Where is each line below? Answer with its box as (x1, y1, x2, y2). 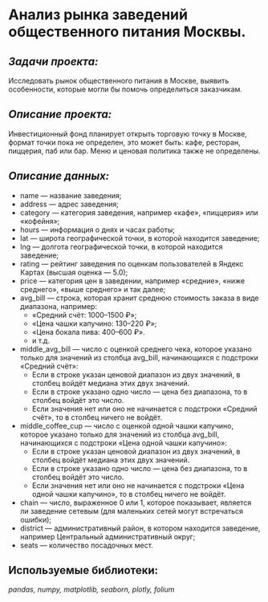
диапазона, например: (19, 301, 98, 311)
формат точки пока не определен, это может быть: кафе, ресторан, (8, 137, 241, 147)
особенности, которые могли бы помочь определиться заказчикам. (8, 84, 243, 94)
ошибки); (19, 515, 52, 524)
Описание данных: (8, 169, 110, 183)
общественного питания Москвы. (8, 22, 246, 41)
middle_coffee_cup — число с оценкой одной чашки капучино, (19, 421, 234, 430)
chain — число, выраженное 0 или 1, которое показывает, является (19, 498, 252, 507)
